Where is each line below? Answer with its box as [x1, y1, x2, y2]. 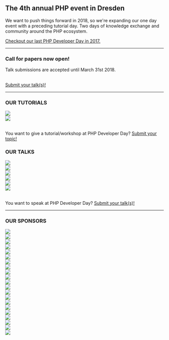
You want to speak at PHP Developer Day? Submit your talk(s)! [5, 200, 135, 206]
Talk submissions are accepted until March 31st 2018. [5, 67, 116, 73]
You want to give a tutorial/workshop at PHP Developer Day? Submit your [5, 131, 157, 137]
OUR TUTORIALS [5, 99, 47, 106]
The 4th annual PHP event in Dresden [5, 4, 125, 13]
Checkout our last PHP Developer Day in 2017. [5, 38, 101, 44]
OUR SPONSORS [5, 217, 47, 224]
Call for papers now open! [5, 55, 70, 62]
